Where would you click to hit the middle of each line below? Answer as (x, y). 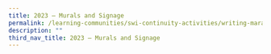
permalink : (27, 23)
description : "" (35, 30)
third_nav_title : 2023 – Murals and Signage (84, 38)
